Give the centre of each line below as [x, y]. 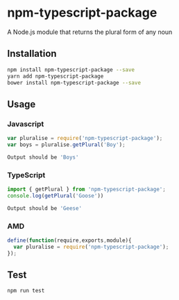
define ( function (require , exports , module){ [69, 240]
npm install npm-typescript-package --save [71, 70]
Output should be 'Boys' [43, 157]
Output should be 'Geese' [44, 208]
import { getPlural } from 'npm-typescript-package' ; [87, 189]
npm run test [26, 291]
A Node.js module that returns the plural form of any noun [90, 32]
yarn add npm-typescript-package [56, 76]
